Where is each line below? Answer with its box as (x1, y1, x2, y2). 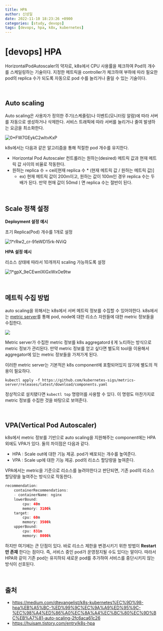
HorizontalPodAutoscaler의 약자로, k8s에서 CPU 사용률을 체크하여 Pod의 (5, 63, 147, 69)
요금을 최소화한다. (10, 125, 44, 131)
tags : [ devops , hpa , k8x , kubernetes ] (5, 25, 84, 30)
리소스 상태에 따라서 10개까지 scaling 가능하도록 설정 (5, 259, 106, 265)
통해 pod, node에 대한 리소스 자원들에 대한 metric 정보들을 (42, 313, 154, 320)
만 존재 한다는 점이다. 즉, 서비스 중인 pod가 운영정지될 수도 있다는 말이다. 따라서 (5, 549, 157, 554)
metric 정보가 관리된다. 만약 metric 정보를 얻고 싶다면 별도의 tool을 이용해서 (5, 345, 149, 351)
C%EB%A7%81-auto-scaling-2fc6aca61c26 (12, 615, 101, 621)
